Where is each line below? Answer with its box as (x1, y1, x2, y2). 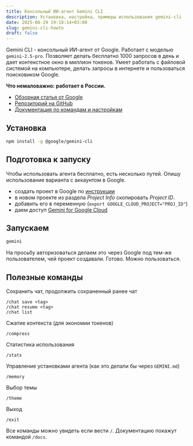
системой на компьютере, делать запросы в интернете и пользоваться (6, 65, 185, 72)
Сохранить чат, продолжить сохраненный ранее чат (6, 288, 137, 295)
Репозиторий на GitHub (14, 100, 73, 107)
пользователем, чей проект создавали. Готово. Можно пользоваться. (6, 255, 181, 263)
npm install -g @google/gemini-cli (6, 138, 93, 144)
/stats (6, 353, 22, 358)
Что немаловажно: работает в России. (6, 82, 106, 89)
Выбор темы (6, 384, 37, 391)
